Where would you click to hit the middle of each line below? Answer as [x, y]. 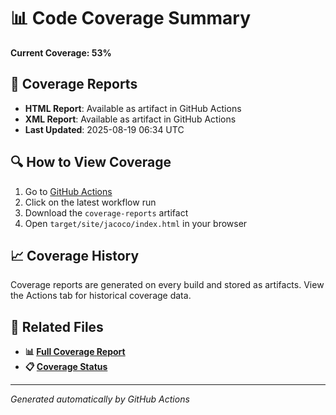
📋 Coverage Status [66, 367]
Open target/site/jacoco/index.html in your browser [136, 223]
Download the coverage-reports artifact [106, 212]
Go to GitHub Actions [68, 191]
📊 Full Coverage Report [75, 352]
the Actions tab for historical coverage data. [101, 296]
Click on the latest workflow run [90, 202]
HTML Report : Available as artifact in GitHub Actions [133, 108]
